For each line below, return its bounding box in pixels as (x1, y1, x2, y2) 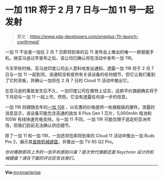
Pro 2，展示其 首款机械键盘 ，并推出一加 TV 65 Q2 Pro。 (5, 139, 116, 145)
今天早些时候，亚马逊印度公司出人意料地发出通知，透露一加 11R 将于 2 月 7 (5, 65, 154, 71)
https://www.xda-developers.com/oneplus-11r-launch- (30, 33, 139, 39)
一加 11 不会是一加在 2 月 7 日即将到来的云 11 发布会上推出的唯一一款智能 (5, 49, 150, 55)
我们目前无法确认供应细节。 (17, 122, 73, 128)
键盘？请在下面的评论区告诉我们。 (9, 155, 78, 161)
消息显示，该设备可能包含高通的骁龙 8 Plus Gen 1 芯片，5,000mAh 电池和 (5, 110, 152, 116)
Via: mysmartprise (5, 169, 41, 175)
